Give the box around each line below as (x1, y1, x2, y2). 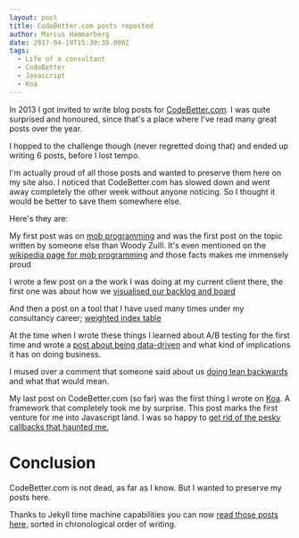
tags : (9, 46, 29, 55)
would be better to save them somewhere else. (9, 196, 182, 206)
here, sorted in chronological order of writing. (9, 518, 177, 529)
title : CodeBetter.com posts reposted (9, 21, 154, 30)
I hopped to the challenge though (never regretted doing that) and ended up (9, 140, 288, 151)
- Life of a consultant (17, 55, 105, 63)
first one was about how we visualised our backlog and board (9, 285, 237, 296)
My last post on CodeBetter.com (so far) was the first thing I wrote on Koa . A (9, 392, 291, 403)
